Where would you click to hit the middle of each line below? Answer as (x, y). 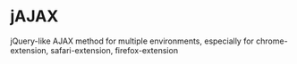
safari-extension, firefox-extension (114, 50)
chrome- (272, 41)
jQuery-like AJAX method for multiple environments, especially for (132, 41)
